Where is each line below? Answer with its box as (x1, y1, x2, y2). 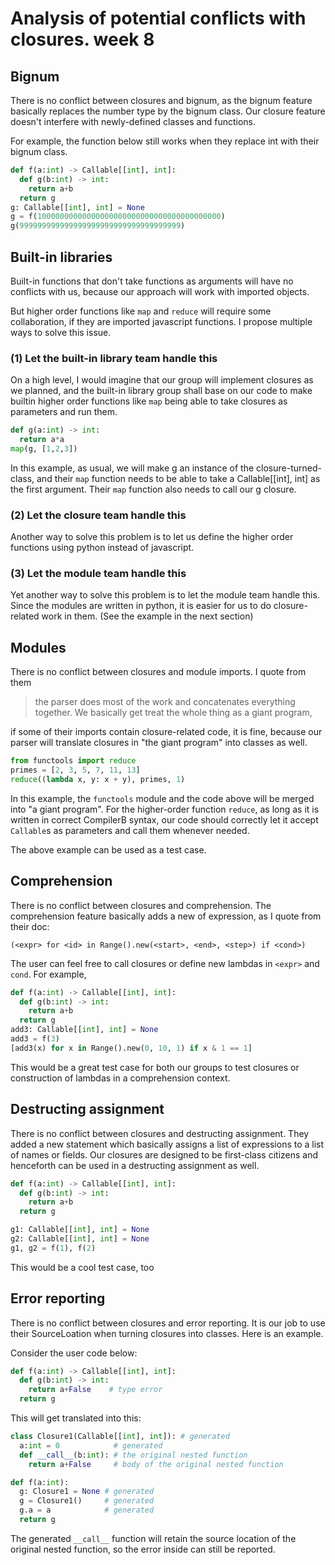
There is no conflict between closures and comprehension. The (10, 899, 272, 911)
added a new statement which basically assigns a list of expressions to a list (10, 1138, 325, 1150)
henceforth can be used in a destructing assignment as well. (10, 1159, 260, 1171)
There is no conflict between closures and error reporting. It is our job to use (10, 1317, 326, 1329)
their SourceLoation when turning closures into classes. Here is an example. (10, 1327, 324, 1339)
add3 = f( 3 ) (10, 1034, 60, 1044)
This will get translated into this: (10, 1412, 142, 1424)
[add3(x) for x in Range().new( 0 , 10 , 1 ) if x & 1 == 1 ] (10, 1043, 253, 1053)
